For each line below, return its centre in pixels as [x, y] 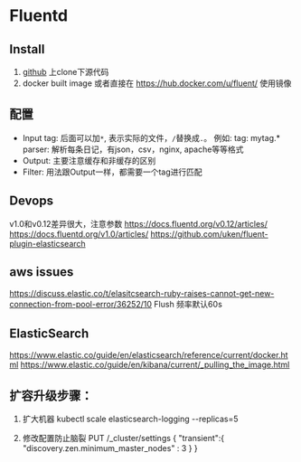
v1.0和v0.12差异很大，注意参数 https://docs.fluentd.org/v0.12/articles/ [139, 223]
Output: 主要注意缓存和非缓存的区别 [89, 160]
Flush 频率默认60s [188, 305]
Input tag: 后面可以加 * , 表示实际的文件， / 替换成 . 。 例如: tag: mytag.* [151, 137]
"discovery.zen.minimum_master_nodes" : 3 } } [110, 448]
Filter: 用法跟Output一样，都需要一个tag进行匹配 [112, 172]
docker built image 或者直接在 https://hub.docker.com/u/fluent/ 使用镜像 [157, 83]
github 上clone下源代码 [66, 72]
